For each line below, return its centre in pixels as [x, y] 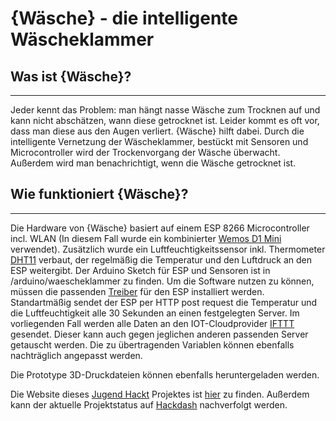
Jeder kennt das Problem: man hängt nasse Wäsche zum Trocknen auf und [165, 110]
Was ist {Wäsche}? [71, 76]
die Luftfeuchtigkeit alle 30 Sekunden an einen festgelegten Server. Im [155, 313]
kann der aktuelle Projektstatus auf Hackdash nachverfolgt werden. [149, 404]
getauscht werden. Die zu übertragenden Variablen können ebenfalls [152, 344]
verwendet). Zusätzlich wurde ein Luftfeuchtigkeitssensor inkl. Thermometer [168, 249]
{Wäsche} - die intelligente [124, 18]
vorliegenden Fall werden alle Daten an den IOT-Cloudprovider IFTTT [152, 323]
